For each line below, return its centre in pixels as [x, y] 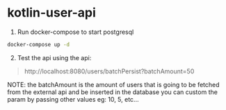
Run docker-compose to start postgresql [75, 32]
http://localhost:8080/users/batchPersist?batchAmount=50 [109, 71]
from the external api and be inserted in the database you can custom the [112, 92]
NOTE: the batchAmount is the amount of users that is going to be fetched [114, 84]
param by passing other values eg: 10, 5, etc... [73, 99]
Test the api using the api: [54, 57]
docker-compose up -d [39, 44]
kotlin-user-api [51, 13]
